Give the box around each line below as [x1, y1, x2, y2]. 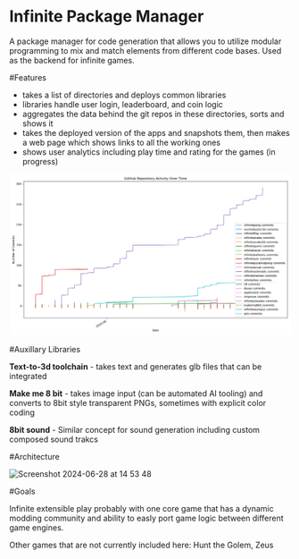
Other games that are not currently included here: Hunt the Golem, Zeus [9, 539, 274, 550]
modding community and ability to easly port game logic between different [9, 512, 284, 523]
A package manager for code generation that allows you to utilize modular [9, 36, 282, 47]
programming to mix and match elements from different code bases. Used [9, 45, 282, 55]
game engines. [9, 521, 64, 533]
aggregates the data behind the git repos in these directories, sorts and [21, 108, 285, 119]
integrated [9, 370, 47, 381]
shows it [21, 118, 54, 129]
